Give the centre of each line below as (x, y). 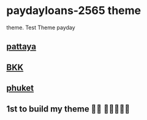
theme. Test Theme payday (41, 27)
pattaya (21, 47)
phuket (20, 88)
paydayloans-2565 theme (74, 11)
